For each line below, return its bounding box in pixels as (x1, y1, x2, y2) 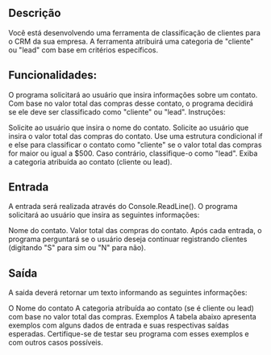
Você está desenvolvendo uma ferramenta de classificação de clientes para (8, 27, 261, 37)
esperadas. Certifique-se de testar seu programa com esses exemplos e (8, 329, 249, 339)
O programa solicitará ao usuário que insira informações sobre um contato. (8, 90, 258, 99)
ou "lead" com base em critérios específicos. (8, 44, 159, 55)
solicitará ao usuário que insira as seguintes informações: (8, 210, 200, 220)
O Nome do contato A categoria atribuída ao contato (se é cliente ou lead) (8, 303, 254, 313)
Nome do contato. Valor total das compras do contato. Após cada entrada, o (8, 226, 262, 236)
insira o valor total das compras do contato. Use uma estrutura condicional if (8, 131, 263, 140)
